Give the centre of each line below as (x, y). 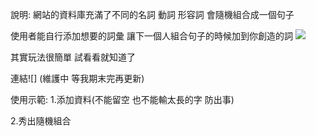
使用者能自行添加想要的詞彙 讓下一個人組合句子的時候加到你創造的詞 (151, 36)
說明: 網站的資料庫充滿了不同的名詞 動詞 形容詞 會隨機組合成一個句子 (152, 14)
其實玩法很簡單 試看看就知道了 (73, 57)
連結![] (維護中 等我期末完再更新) (77, 78)
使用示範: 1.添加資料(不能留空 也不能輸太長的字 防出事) (122, 99)
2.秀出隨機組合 (41, 121)
